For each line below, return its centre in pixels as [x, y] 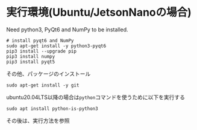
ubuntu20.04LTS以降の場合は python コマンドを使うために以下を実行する [96, 97]
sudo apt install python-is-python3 [52, 109]
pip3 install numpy [31, 56]
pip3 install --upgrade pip [42, 51]
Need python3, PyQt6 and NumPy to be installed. [67, 29]
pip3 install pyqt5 [31, 62]
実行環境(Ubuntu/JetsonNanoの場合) [99, 12]
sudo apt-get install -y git [43, 85]
